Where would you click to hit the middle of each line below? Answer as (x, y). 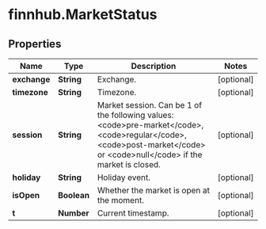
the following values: (135, 115)
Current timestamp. (133, 213)
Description (154, 66)
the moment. (121, 200)
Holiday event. (123, 177)
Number (74, 213)
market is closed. (129, 164)
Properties (35, 44)
